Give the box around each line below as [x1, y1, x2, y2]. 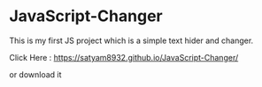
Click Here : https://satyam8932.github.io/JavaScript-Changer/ [9, 52, 239, 62]
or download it [9, 69, 62, 80]
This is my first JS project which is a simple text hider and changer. [9, 35, 254, 46]
